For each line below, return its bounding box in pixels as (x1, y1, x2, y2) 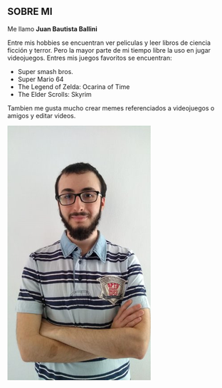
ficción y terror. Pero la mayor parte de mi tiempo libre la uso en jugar (7, 46, 211, 54)
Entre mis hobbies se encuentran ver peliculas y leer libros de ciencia (7, 38, 211, 47)
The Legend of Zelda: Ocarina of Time (17, 82, 130, 91)
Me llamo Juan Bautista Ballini (7, 24, 97, 33)
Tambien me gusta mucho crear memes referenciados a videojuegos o (7, 103, 215, 112)
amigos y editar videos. (7, 111, 76, 120)
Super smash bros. (17, 67, 73, 75)
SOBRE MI (7, 6, 53, 18)
